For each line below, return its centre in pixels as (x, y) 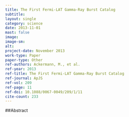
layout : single (21, 19)
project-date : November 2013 (35, 51)
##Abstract (16, 111)
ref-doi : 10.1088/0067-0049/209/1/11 (44, 92)
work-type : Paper (23, 55)
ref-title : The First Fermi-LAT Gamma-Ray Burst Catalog (65, 74)
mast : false (17, 32)
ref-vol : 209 (18, 83)
